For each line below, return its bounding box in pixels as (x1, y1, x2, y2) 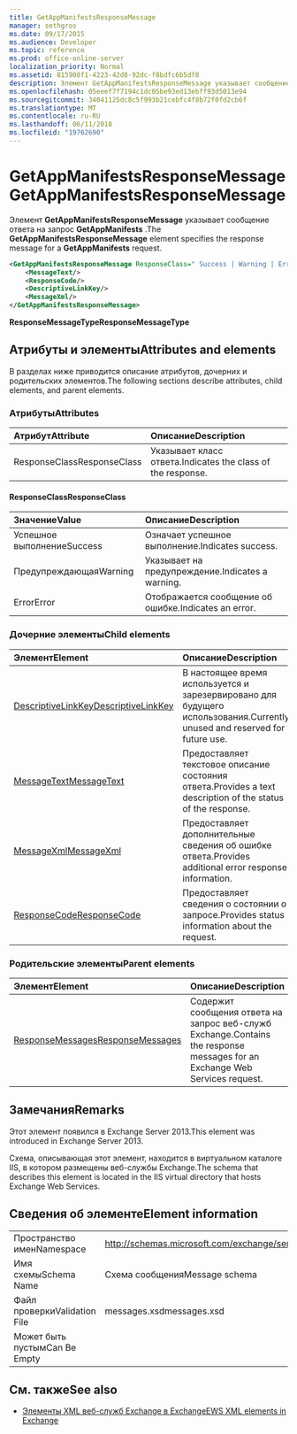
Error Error (13, 597, 56, 609)
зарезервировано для (182, 688, 277, 700)
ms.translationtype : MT (9, 104, 97, 112)
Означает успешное (144, 528, 232, 541)
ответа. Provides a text (182, 780, 276, 792)
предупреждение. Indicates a (144, 566, 268, 578)
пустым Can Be (13, 1341, 77, 1353)
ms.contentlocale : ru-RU (9, 112, 101, 120)
